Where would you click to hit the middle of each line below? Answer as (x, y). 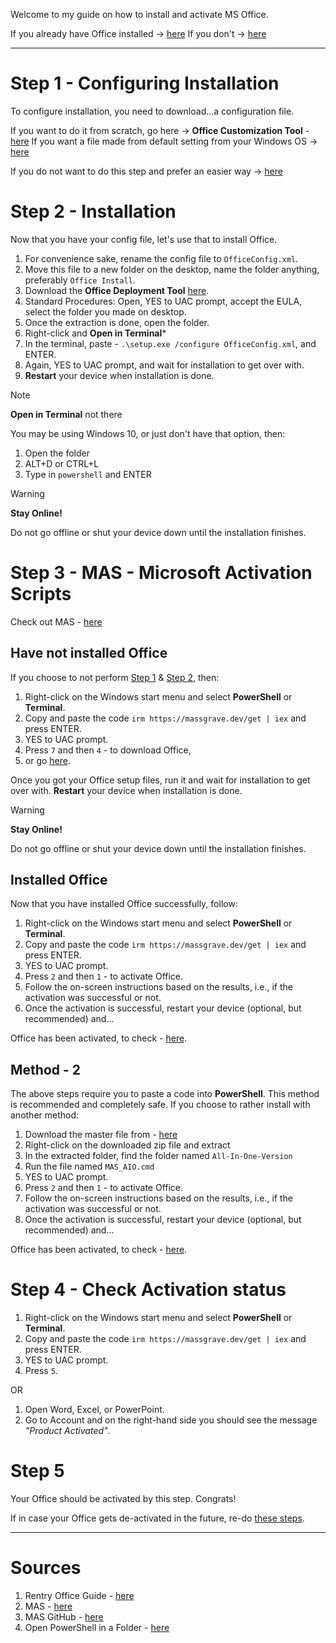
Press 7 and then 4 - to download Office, (108, 750)
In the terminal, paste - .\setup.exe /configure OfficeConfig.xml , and (170, 343)
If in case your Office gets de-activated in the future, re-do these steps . (157, 1518)
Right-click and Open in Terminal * (95, 333)
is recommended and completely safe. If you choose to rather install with (160, 1105)
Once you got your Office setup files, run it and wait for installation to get (160, 780)
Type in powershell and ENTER (88, 474)
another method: (45, 1115)
